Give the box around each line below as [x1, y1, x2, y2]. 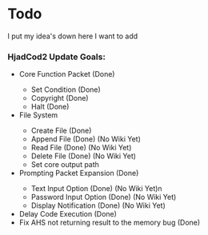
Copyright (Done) [30, 94, 89, 103]
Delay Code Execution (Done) [18, 209, 118, 219]
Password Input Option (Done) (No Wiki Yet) [30, 193, 177, 202]
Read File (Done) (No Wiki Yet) [30, 143, 132, 153]
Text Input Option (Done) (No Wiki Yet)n [30, 184, 162, 193]
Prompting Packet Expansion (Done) [18, 169, 139, 178]
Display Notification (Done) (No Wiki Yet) [30, 201, 166, 210]
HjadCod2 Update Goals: [7, 51, 106, 62]
